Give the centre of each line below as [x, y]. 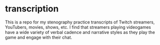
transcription [32, 9]
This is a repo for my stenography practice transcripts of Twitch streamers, [80, 22]
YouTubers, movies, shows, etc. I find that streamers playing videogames [78, 27]
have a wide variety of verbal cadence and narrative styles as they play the [80, 32]
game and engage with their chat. [39, 37]
